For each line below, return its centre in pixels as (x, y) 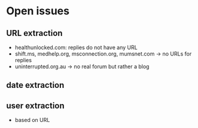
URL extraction (34, 33)
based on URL (32, 120)
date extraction (35, 85)
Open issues (38, 11)
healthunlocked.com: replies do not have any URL (76, 47)
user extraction (35, 106)
